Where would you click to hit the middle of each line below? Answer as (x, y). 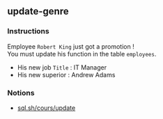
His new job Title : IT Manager (62, 67)
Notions (21, 93)
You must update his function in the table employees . (82, 54)
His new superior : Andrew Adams (66, 74)
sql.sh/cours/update (46, 108)
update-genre (38, 11)
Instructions (29, 31)
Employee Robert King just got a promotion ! (71, 46)
